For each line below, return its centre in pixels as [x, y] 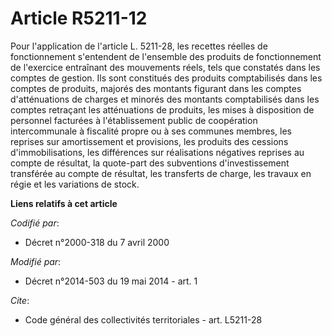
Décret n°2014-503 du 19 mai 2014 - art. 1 [111, 281]
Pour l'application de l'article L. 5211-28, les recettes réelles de [139, 46]
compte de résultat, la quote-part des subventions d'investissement [150, 163]
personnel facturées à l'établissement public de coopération [134, 120]
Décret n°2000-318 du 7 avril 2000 [97, 242]
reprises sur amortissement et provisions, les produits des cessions [149, 141]
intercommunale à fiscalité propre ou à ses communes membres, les [151, 131]
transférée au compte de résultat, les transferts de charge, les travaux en [161, 173]
